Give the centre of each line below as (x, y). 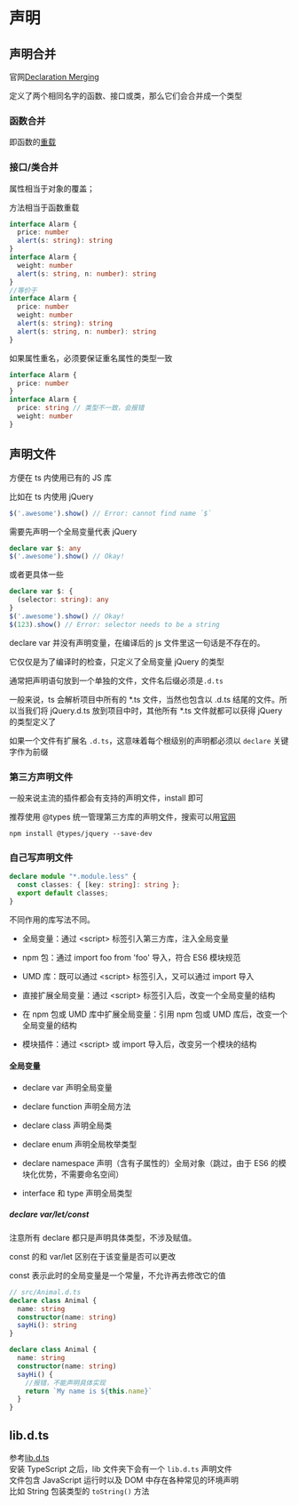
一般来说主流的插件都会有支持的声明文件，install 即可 (106, 798)
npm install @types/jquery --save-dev (81, 833)
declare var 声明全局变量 (67, 1087)
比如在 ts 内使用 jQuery (51, 496)
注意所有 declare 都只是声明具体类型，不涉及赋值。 (103, 1237)
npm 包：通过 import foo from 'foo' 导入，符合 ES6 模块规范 (131, 957)
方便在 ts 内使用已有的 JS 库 (61, 478)
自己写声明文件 (41, 857)
